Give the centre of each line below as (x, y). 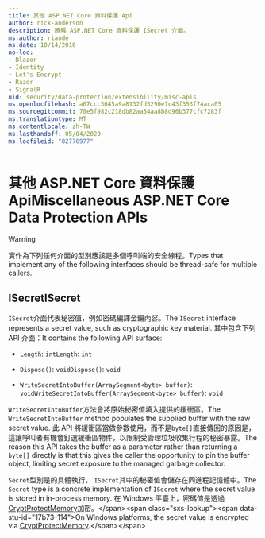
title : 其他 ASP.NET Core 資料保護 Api (71, 15)
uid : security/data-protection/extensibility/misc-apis (102, 97)
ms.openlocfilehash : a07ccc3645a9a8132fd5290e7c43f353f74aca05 (115, 104)
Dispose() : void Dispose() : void (70, 370)
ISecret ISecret (44, 298)
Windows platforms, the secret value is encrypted (168, 517)
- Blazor (23, 60)
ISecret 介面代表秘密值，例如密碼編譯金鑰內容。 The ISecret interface (122, 318)
